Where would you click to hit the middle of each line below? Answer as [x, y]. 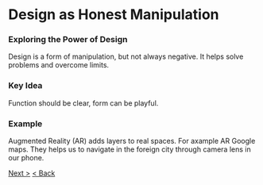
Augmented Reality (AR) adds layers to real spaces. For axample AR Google [132, 141]
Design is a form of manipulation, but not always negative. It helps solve [126, 56]
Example [25, 123]
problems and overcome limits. [59, 65]
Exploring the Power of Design [68, 40]
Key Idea [25, 86]
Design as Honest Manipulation [114, 15]
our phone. [26, 158]
